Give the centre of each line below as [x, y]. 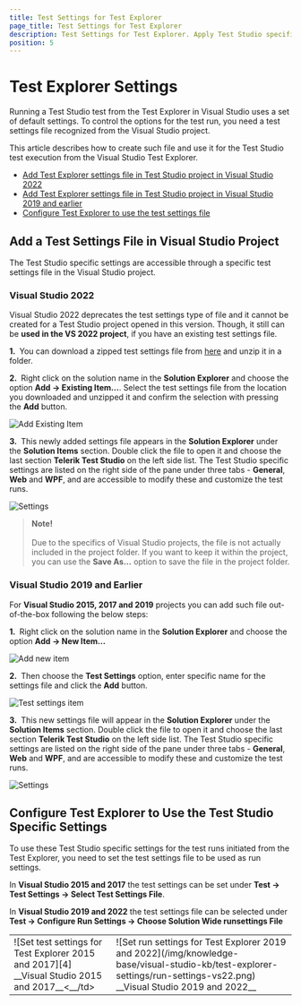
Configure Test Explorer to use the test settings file [116, 213]
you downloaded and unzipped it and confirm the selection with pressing [144, 397]
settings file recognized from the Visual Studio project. [110, 131]
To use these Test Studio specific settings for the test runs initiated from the [149, 848]
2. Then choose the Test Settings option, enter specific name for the [138, 675]
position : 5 [31, 43]
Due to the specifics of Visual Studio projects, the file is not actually [156, 543]
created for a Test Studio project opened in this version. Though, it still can [147, 324]
